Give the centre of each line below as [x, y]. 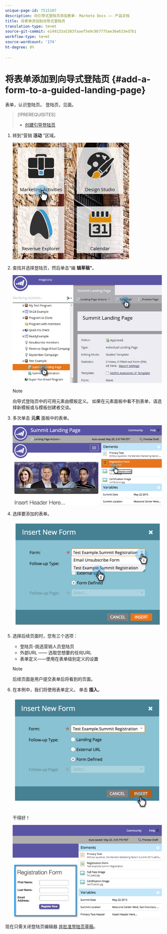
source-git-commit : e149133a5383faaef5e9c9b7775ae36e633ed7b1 [71, 32]
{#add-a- [131, 79]
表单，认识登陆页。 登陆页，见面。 [41, 104]
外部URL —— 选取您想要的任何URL [56, 653]
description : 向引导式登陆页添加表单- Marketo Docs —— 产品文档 [68, 16]
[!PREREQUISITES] [36, 114]
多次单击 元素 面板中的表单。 [42, 418]
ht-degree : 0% [20, 47]
